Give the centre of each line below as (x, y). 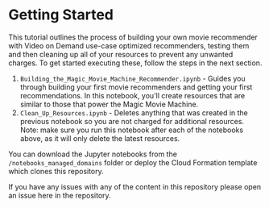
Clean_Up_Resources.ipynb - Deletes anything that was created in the (134, 112)
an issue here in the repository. (60, 195)
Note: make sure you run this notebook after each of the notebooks (132, 130)
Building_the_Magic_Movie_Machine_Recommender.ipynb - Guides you (132, 78)
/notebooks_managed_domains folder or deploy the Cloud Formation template (133, 162)
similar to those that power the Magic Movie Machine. (109, 104)
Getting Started (61, 15)
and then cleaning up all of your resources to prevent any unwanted (121, 54)
